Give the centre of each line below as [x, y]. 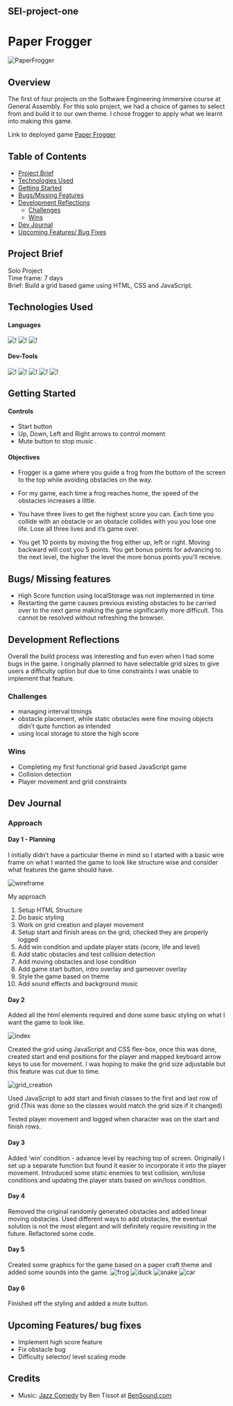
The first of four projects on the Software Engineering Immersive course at [114, 99]
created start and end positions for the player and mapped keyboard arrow [114, 1057]
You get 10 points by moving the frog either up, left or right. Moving [114, 542]
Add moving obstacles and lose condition [77, 962]
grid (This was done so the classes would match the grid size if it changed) [115, 1106]
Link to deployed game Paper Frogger [62, 135]
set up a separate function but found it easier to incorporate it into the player [117, 1165]
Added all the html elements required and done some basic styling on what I [116, 1015]
